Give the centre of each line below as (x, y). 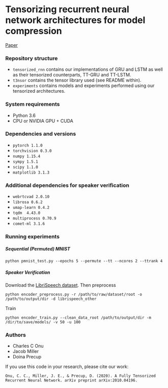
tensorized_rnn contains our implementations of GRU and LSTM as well (88, 69)
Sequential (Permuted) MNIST (38, 248)
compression (34, 31)
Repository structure (32, 58)
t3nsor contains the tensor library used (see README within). (77, 80)
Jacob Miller (26, 351)
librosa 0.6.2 (27, 202)
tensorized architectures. (39, 91)
